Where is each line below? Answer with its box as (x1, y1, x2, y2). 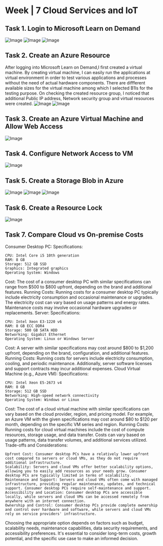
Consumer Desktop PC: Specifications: (5, 243, 83, 249)
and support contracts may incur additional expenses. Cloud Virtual (5, 365, 140, 371)
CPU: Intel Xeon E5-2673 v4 (5, 380, 62, 385)
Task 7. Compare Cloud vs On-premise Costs (5, 231, 144, 239)
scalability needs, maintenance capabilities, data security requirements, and (5, 525, 158, 531)
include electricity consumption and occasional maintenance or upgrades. (5, 294, 154, 300)
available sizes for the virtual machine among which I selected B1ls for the (5, 85, 153, 91)
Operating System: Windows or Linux (5, 397, 79, 402)
